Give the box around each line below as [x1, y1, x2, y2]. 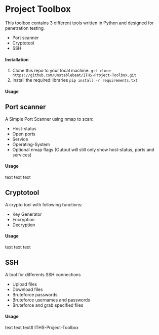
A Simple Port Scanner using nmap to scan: [5, 116, 94, 122]
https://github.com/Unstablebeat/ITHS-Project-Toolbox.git [12, 73, 137, 78]
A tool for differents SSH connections [5, 271, 81, 278]
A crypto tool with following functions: [5, 201, 83, 207]
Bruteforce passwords [12, 291, 58, 297]
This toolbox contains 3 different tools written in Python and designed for [5, 20, 154, 26]
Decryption [12, 222, 36, 228]
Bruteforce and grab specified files [12, 302, 83, 308]
